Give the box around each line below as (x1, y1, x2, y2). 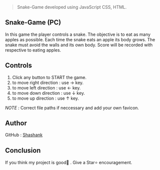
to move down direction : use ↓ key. (12, 90, 85, 96)
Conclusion (5, 146, 41, 154)
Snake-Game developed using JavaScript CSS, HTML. (17, 4, 127, 10)
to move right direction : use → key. (12, 80, 84, 85)
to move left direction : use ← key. (12, 85, 81, 90)
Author (5, 119, 27, 127)
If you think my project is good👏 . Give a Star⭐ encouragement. (5, 160, 133, 166)
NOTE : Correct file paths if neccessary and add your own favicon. (5, 105, 139, 111)
